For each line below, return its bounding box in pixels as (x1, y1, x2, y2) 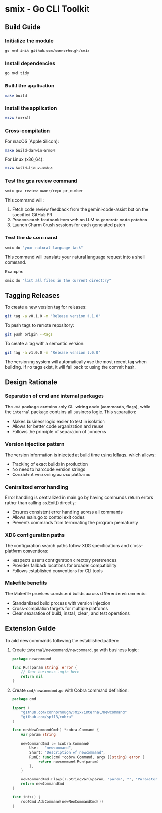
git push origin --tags (5, 332, 53, 337)
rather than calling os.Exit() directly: (5, 500, 76, 506)
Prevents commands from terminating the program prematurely (12, 520, 139, 525)
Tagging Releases (5, 291, 60, 300)
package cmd (12, 697, 36, 702)
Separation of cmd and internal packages (5, 392, 104, 399)
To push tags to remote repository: (5, 322, 74, 328)
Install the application (5, 105, 57, 112)
